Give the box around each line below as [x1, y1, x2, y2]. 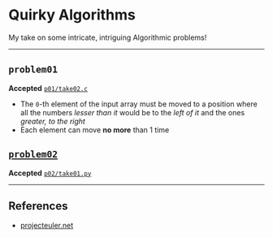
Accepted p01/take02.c [8, 83, 88, 93]
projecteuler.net [19, 221, 74, 231]
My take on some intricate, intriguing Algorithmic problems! [8, 32, 207, 42]
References [8, 199, 68, 213]
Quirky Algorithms [8, 6, 136, 24]
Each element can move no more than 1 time [19, 124, 170, 135]
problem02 [8, 149, 58, 160]
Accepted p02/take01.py [8, 168, 92, 178]
